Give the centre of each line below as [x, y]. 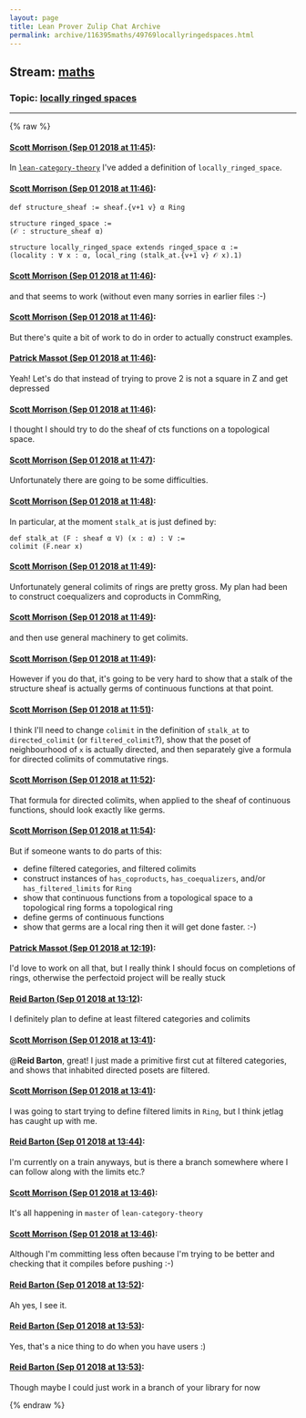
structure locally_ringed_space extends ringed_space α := [124, 247]
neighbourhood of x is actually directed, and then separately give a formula [150, 749]
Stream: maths [52, 72]
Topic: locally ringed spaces [73, 98]
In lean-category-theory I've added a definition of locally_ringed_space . [146, 168]
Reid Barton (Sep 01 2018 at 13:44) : [77, 1141]
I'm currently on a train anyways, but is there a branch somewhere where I [149, 1161]
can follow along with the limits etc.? [77, 1171]
